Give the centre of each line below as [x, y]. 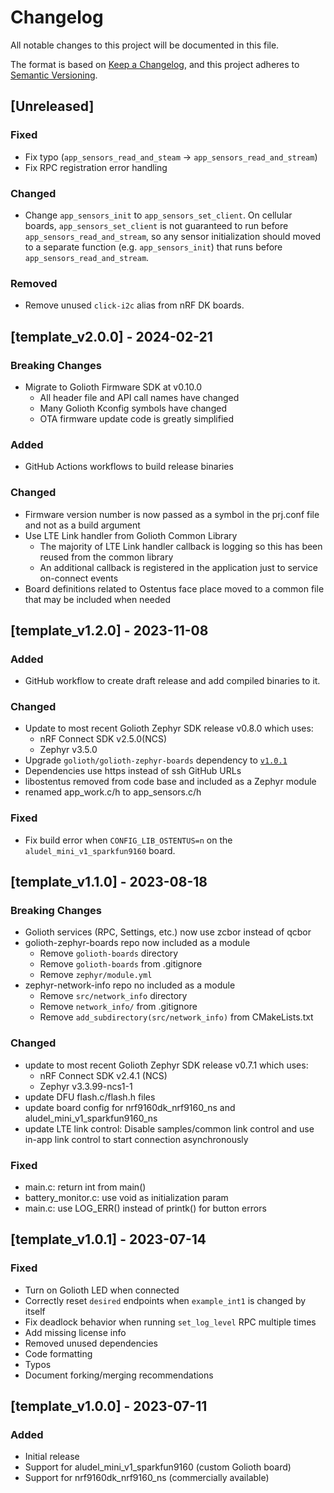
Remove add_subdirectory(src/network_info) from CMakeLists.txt [176, 1017]
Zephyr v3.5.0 [68, 750]
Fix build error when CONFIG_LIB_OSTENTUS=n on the [128, 840]
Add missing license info [75, 1332]
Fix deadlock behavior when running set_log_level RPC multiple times [170, 1322]
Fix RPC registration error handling [96, 167]
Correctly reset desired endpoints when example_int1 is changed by [165, 1300]
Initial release [52, 1457]
